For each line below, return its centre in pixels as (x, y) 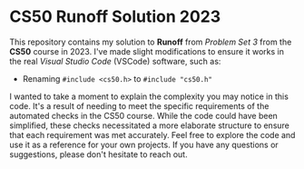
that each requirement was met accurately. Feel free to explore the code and (152, 134)
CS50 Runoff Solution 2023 (115, 17)
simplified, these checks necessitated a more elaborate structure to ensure (150, 125)
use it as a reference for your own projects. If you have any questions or (144, 144)
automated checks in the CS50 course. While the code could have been (144, 115)
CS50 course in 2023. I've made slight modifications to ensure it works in (147, 51)
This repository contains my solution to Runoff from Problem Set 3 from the (151, 42)
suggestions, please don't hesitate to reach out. (98, 154)
